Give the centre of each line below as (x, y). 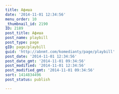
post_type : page (22, 42)
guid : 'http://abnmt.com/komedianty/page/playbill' (60, 51)
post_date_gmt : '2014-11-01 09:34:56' (45, 61)
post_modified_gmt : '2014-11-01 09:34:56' (50, 70)
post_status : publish (28, 79)
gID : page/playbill (25, 47)
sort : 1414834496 (23, 75)
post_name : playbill (27, 38)
